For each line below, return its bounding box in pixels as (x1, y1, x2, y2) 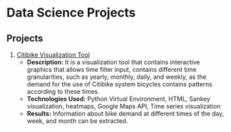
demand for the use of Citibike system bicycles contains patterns (26, 80, 212, 88)
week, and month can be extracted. (26, 117, 129, 125)
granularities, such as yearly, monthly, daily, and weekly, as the (26, 73, 207, 81)
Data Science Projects (6, 5, 136, 21)
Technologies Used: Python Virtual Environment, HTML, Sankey (26, 95, 210, 103)
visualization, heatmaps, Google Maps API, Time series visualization (26, 102, 221, 110)
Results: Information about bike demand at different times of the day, (26, 109, 224, 117)
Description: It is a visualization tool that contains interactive (26, 58, 201, 66)
